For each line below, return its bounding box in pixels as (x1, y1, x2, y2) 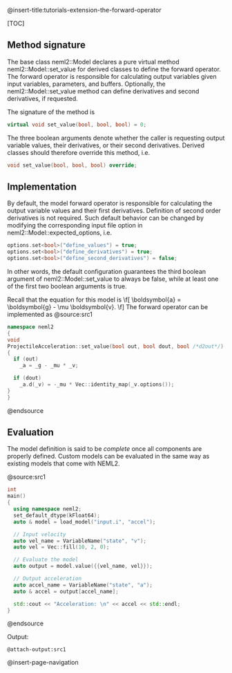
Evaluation (7, 427, 54, 439)
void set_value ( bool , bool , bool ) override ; (7, 162, 137, 169)
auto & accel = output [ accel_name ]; (13, 588, 119, 595)
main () (7, 492, 26, 500)
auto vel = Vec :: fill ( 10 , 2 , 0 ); (13, 544, 110, 551)
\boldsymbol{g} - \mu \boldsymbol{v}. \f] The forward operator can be (7, 303, 209, 311)
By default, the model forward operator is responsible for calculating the (7, 199, 213, 208)
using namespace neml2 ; (13, 506, 81, 513)
